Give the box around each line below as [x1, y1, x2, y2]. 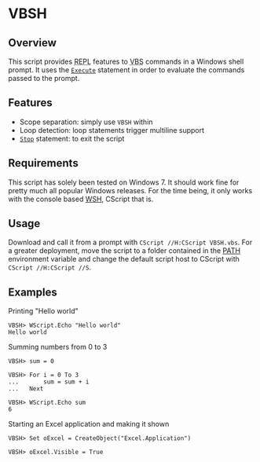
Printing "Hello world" [8, 306, 79, 316]
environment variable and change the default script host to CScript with [8, 255, 240, 264]
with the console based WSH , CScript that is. [8, 194, 154, 203]
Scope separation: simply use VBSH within [19, 117, 153, 126]
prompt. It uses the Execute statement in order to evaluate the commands [8, 65, 245, 75]
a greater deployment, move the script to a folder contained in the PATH [8, 246, 241, 255]
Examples [8, 285, 57, 299]
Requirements [8, 156, 79, 170]
